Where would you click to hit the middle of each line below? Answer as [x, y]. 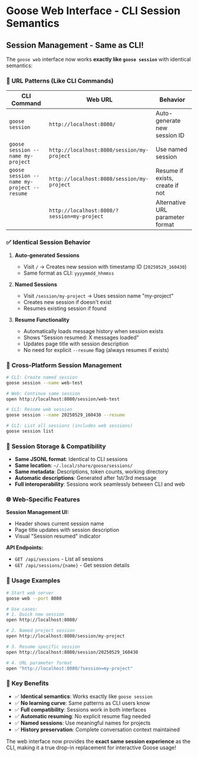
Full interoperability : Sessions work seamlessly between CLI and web [100, 484]
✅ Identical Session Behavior [48, 242]
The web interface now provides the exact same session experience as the [98, 741]
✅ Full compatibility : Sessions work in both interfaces [80, 709]
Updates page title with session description [76, 344]
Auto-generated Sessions [47, 255]
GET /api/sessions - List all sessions [59, 559]
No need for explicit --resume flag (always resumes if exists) [96, 350]
